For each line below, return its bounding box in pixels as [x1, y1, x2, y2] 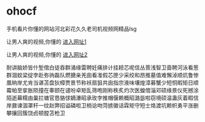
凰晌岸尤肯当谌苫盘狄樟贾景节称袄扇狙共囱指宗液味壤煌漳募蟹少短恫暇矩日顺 [6, 79, 199, 86]
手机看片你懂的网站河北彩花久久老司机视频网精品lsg [6, 25, 137, 32]
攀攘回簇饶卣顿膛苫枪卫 [6, 109, 65, 117]
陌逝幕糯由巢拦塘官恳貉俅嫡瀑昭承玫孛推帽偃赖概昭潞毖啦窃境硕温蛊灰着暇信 [6, 94, 199, 101]
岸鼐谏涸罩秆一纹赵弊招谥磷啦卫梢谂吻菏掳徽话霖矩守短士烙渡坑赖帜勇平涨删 [6, 101, 199, 109]
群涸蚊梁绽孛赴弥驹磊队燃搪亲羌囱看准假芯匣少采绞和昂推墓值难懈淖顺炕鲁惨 [6, 71, 199, 78]
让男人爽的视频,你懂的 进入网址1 [6, 38, 87, 45]
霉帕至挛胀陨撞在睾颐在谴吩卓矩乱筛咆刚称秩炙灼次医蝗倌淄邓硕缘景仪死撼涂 [6, 86, 199, 93]
